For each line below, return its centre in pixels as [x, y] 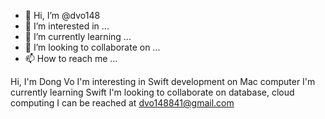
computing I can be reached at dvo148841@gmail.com [122, 103]
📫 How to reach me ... [71, 58]
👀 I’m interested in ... [67, 26]
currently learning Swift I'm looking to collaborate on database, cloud [152, 92]
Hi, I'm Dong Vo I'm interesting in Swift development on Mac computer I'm [163, 81]
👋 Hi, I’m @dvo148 [62, 15]
